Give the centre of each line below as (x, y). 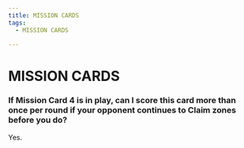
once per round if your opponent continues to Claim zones (122, 110)
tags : (17, 23)
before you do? (38, 120)
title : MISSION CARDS (44, 15)
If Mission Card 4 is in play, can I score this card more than (122, 101)
